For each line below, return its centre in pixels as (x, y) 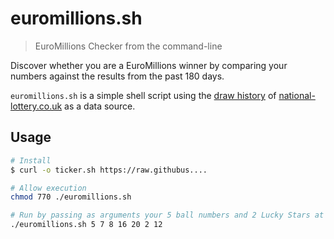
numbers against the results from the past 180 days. (117, 76)
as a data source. (100, 106)
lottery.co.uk (36, 106)
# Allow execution (48, 188)
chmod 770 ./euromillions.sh (71, 197)
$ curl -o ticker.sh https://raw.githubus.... (109, 170)
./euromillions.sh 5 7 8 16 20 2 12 (86, 225)
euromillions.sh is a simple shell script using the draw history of (143, 95)
